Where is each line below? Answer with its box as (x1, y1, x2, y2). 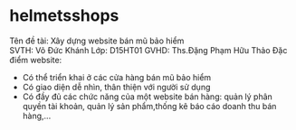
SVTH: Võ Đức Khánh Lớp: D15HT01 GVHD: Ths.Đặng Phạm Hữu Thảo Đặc (9, 44, 288, 55)
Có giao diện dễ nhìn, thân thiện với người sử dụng (22, 81, 211, 92)
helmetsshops (9, 5, 119, 26)
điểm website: (9, 54, 62, 65)
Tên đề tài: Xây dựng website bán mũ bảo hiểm (9, 35, 185, 46)
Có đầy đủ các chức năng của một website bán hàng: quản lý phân (22, 91, 273, 102)
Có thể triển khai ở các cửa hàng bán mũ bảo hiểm (22, 71, 212, 82)
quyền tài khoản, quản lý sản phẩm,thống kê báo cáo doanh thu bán (22, 100, 277, 111)
